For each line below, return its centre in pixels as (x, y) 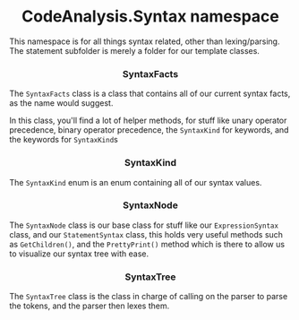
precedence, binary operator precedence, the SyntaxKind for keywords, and (149, 130)
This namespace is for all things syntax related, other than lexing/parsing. (145, 41)
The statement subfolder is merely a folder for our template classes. (134, 50)
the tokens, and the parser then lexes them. (90, 306)
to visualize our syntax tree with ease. (79, 254)
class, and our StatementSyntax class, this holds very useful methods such (146, 234)
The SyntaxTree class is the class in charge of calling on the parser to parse (149, 297)
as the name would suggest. (61, 103)
